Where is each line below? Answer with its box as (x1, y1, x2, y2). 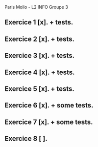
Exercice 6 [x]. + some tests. (4, 101, 94, 109)
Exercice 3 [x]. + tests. (4, 51, 75, 60)
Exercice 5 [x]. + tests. (4, 84, 74, 93)
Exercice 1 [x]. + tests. (4, 18, 73, 26)
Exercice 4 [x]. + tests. (4, 68, 75, 76)
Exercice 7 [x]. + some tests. (4, 118, 94, 126)
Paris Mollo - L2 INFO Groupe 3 (4, 4, 68, 10)
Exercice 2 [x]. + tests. (4, 35, 74, 43)
